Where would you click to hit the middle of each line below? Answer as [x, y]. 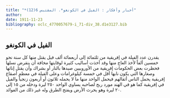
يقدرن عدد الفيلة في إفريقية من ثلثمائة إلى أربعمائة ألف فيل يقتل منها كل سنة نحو [83, 57]
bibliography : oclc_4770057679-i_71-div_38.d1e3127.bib [66, 24]
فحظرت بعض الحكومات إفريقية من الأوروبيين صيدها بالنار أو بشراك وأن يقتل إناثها [83, 68]
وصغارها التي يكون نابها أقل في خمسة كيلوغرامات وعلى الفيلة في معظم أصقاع [80, 73]
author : [14, 15]
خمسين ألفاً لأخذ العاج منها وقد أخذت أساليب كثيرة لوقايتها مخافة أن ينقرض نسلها [82, 63]
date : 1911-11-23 [24, 19]
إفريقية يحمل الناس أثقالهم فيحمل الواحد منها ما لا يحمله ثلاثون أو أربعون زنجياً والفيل [86, 79]
